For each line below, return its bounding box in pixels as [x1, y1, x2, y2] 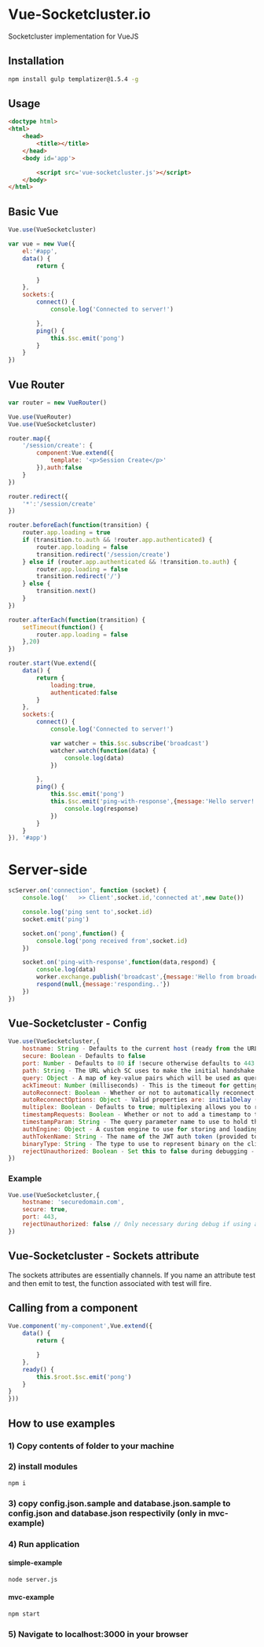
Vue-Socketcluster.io [8, 6, 151, 24]
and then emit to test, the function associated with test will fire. [8, 1278, 212, 1288]
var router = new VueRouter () [8, 399, 108, 407]
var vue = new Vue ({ [8, 240, 76, 248]
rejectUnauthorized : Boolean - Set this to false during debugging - [22, 1147, 255, 1155]
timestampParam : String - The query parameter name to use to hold [22, 1118, 247, 1126]
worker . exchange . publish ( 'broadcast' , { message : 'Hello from [36, 973, 234, 981]
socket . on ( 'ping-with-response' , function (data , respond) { [22, 958, 216, 967]
